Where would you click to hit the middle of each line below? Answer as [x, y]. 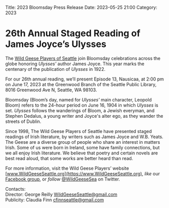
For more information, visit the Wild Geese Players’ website [67, 168]
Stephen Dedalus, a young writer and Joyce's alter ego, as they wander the [84, 116]
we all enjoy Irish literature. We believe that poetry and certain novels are [82, 153]
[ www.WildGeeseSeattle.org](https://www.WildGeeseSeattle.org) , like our [83, 173]
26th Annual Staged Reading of [73, 33]
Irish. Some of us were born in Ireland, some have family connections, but [82, 147]
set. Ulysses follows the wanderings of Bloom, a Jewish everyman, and [80, 110]
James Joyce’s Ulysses [56, 44]
